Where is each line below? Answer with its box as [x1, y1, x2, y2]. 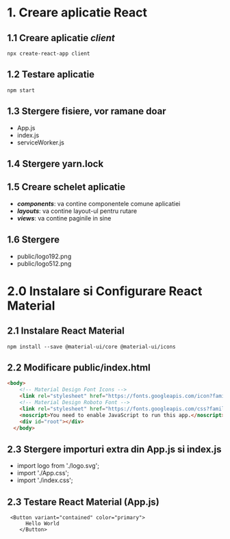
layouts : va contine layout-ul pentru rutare [16, 207, 138, 215]
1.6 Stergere [7, 234, 60, 246]
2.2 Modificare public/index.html [7, 362, 151, 374]
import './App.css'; [16, 469, 70, 477]
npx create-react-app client [7, 50, 90, 57]
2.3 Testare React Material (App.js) [7, 496, 159, 507]
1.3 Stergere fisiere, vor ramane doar [7, 105, 166, 117]
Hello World [25, 521, 60, 527]
